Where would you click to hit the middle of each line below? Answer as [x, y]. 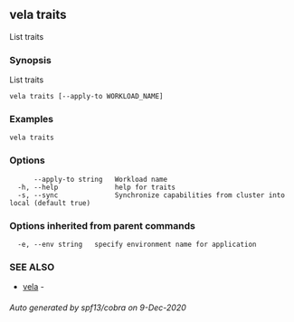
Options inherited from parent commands [103, 225]
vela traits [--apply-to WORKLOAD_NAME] [87, 97]
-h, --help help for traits [97, 187]
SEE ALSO [32, 267]
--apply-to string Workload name [100, 179]
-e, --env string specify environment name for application [137, 244]
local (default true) [50, 203]
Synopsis [30, 60]
